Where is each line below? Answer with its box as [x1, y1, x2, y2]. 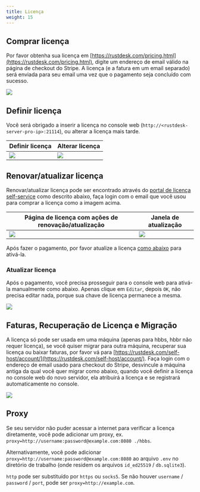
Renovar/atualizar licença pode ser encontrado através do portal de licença [6, 186, 191, 193]
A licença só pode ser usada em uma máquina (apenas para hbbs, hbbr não [6, 336, 192, 343]
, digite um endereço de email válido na [92, 58, 189, 65]
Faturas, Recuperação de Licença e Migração [6, 320, 177, 330]
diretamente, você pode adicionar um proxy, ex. [6, 431, 124, 438]
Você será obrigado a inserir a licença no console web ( [6, 121, 143, 129]
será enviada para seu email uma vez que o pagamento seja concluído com [6, 71, 192, 78]
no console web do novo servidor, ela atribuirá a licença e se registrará [6, 374, 180, 381]
